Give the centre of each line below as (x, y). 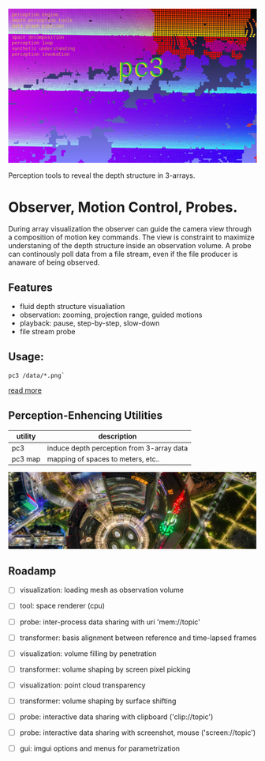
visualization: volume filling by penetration (88, 654)
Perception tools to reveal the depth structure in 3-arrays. (102, 175)
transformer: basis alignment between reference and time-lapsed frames (138, 638)
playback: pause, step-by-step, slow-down (90, 323)
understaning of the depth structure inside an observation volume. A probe (130, 246)
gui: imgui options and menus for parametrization (99, 748)
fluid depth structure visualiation (72, 307)
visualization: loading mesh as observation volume (101, 590)
